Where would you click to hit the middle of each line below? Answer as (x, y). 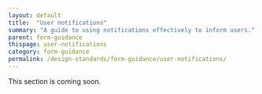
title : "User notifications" (58, 23)
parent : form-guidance (45, 37)
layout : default (35, 15)
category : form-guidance (49, 52)
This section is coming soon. (55, 81)
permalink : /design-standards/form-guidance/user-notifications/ (117, 60)
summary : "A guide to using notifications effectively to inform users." (132, 30)
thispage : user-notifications (58, 45)
